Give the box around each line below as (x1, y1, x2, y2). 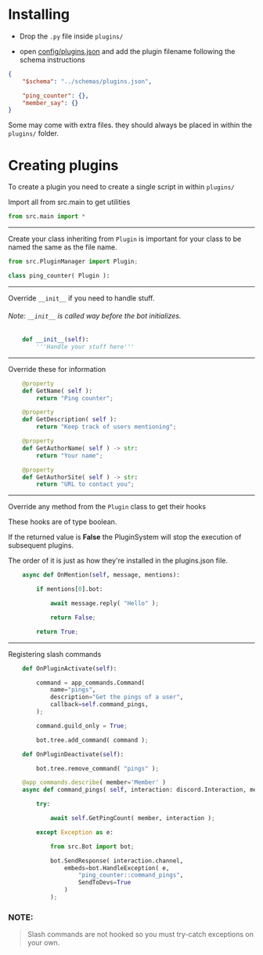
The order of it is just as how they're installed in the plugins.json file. (8, 556, 229, 566)
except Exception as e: (36, 828, 113, 837)
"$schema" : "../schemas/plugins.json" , (22, 77, 153, 86)
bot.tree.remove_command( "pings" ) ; (36, 764, 159, 772)
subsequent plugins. (8, 541, 74, 550)
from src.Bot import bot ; (49, 842, 135, 851)
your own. (27, 938, 60, 947)
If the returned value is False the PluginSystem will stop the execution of (8, 532, 242, 542)
